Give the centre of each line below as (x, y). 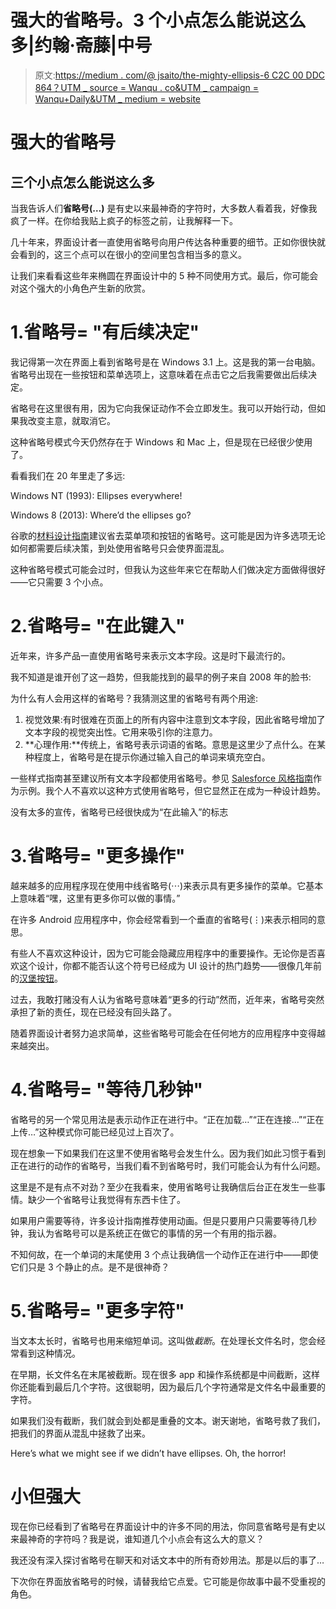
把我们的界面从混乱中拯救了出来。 (80, 1433)
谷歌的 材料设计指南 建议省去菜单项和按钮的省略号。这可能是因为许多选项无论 (168, 535)
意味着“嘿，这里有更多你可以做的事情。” (99, 898)
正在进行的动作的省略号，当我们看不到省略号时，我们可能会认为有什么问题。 (168, 1165)
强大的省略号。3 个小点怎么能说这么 (158, 20)
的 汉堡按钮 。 (36, 978)
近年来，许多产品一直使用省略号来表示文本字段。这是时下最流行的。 (150, 655)
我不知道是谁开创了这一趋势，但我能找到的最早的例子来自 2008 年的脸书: (161, 677)
